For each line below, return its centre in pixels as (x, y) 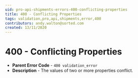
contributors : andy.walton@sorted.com (44, 23)
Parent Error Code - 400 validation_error (55, 65)
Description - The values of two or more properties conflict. (72, 71)
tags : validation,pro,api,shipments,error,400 (53, 19)
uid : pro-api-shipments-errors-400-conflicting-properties (66, 10)
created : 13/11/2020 (26, 28)
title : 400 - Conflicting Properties (43, 14)
